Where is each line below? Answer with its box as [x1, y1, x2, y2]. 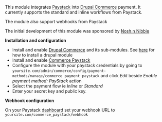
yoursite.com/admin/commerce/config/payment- [12, 69, 106, 73]
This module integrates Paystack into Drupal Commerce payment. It [5, 4, 141, 10]
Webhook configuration [5, 98, 54, 104]
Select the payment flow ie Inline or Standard [12, 83, 103, 89]
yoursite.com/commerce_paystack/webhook [5, 112, 89, 117]
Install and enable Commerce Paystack [12, 57, 90, 63]
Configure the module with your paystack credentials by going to [12, 63, 143, 68]
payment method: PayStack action [12, 78, 82, 84]
